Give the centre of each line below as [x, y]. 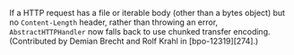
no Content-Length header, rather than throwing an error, [113, 22]
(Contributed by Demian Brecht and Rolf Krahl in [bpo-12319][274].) [134, 41]
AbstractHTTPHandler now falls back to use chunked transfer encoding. [140, 31]
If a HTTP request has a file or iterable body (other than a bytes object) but [147, 13]
